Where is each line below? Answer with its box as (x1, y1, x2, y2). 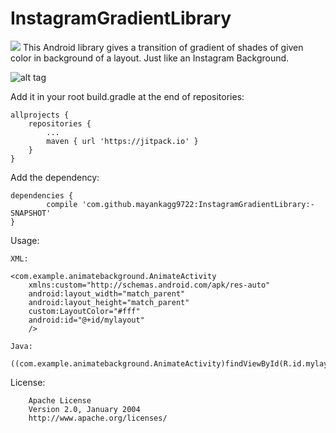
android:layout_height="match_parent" (28, 297, 190, 307)
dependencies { (10, 190, 74, 201)
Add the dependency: (10, 171, 100, 183)
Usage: (10, 234, 40, 246)
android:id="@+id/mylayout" (28, 315, 145, 325)
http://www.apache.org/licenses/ (28, 413, 168, 423)
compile (46, 199, 78, 209)
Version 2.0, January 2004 (28, 404, 141, 414)
